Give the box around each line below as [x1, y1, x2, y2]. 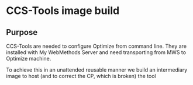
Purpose [6, 27, 38, 37]
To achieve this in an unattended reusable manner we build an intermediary [6, 66, 188, 73]
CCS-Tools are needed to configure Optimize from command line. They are [6, 42, 187, 49]
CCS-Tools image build [6, 4, 120, 17]
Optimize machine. [6, 55, 51, 62]
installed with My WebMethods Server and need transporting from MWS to [6, 49, 186, 56]
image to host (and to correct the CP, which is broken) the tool [6, 73, 156, 79]
